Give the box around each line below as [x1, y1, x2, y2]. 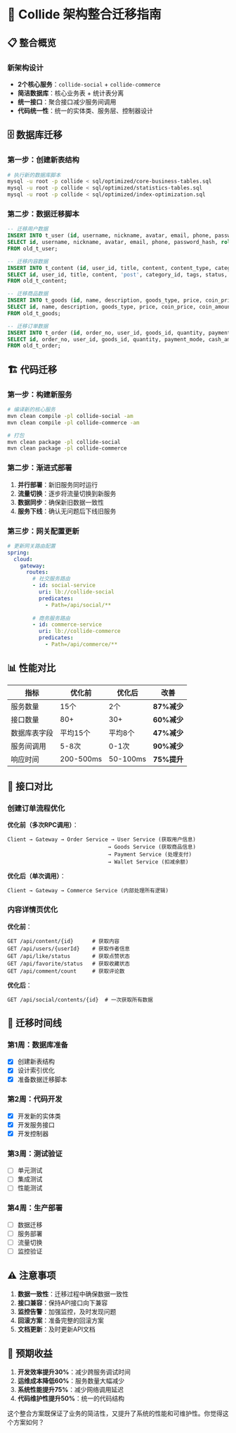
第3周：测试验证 [7, 1148, 63, 1158]
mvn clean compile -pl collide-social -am [7, 412, 133, 419]
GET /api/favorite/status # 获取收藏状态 [7, 960, 130, 967]
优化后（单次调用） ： [7, 872, 66, 880]
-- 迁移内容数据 [7, 258, 48, 265]
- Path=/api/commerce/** [44, 641, 118, 648]
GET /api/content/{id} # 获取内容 [7, 937, 120, 945]
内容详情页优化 [7, 905, 58, 915]
